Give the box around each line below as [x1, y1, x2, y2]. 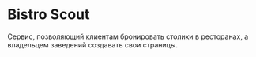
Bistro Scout [7, 6, 90, 24]
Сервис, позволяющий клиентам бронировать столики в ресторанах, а [7, 32, 249, 41]
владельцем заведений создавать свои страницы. [7, 40, 179, 49]
